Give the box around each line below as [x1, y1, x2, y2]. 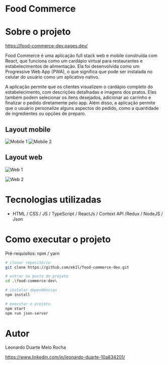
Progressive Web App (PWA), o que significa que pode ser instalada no [5, 69, 153, 75]
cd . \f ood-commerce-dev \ [5, 278, 57, 284]
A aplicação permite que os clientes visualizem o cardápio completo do [5, 84, 153, 90]
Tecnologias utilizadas [5, 194, 102, 205]
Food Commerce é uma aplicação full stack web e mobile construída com [5, 52, 157, 58]
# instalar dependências [5, 288, 57, 293]
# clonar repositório [5, 260, 51, 265]
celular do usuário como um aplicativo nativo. [5, 74, 100, 80]
